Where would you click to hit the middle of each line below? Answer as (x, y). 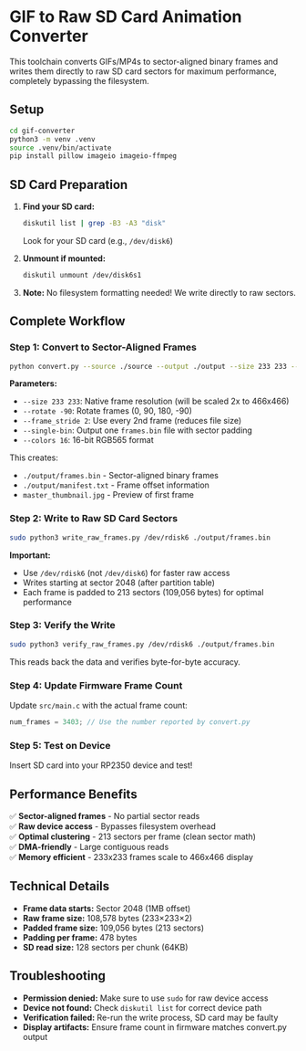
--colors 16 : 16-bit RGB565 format (88, 440)
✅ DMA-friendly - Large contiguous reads (89, 847)
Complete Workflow (67, 321)
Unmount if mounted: (64, 258)
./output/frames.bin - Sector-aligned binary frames (120, 476)
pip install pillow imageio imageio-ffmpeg (93, 156)
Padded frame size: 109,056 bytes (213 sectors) (113, 928)
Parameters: (33, 384)
